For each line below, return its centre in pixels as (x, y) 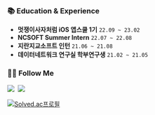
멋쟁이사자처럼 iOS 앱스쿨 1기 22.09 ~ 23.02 (79, 29)
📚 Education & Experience (54, 11)
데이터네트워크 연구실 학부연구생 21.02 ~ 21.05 (83, 55)
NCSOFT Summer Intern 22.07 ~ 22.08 (74, 38)
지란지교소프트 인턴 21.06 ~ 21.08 (65, 46)
